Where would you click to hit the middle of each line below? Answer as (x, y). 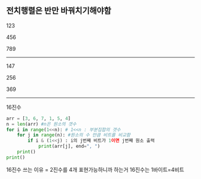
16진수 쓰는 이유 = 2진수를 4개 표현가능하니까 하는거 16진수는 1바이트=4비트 (95, 169)
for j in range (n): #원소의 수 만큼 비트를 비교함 (74, 135)
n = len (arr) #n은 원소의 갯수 (41, 124)
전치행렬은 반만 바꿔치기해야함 (59, 11)
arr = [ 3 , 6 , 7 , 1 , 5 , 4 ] (38, 119)
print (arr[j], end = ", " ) (69, 146)
